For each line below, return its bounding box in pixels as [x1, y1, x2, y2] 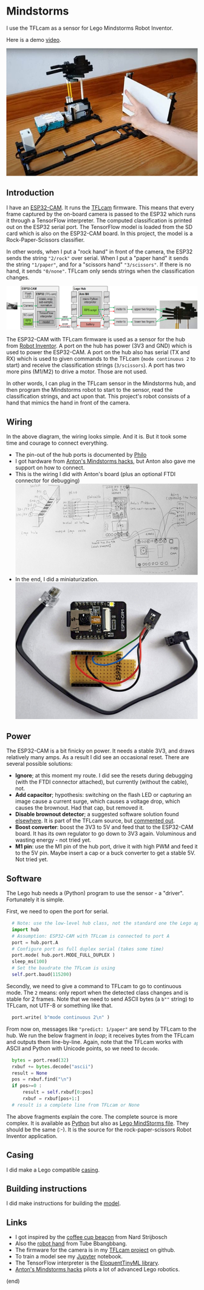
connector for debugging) [15, 477, 80, 484]
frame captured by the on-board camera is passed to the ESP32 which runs [6, 210, 196, 217]
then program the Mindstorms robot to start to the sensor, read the [6, 386, 173, 394]
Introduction [6, 188, 55, 198]
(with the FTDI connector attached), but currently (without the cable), [15, 779, 189, 786]
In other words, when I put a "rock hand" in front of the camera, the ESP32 [6, 248, 193, 255]
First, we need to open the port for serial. [6, 908, 109, 915]
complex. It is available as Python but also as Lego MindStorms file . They [6, 1119, 189, 1127]
